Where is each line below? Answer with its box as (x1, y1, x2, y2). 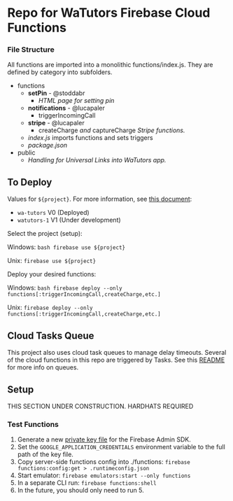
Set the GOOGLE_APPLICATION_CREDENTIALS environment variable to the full (17, 443, 225, 451)
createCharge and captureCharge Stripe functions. (38, 126, 185, 134)
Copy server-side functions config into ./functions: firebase (17, 458, 190, 466)
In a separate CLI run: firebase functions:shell (17, 479, 157, 487)
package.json (27, 141, 68, 150)
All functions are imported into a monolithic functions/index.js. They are (7, 61, 213, 69)
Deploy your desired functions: (7, 270, 97, 278)
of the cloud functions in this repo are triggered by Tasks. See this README (7, 355, 225, 365)
